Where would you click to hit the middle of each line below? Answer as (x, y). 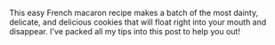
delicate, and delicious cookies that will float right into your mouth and (138, 22)
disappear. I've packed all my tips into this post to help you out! (125, 31)
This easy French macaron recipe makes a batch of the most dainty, (134, 13)
